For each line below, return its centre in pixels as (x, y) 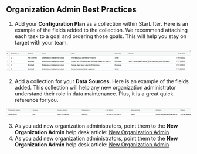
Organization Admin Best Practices (71, 10)
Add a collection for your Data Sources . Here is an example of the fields (101, 81)
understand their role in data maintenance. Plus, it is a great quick (94, 94)
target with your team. (41, 42)
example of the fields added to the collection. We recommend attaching (101, 30)
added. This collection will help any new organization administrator (95, 88)
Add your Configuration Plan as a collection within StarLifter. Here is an (101, 23)
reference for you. (36, 100)
